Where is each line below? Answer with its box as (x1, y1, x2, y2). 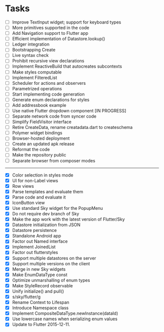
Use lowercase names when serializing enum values (12, 316, 118, 322)
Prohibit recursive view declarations (12, 58, 84, 64)
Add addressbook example (12, 102, 67, 108)
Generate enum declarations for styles (12, 97, 89, 102)
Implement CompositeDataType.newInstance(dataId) (12, 310, 119, 316)
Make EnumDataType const (12, 272, 67, 278)
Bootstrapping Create (12, 47, 56, 53)
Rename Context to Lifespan (12, 300, 70, 305)
